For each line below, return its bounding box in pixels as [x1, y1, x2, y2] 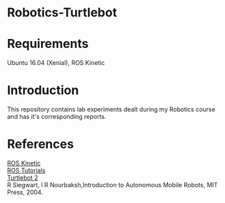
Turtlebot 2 [7, 174, 38, 182]
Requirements [7, 36, 89, 52]
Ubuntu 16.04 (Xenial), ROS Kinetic [7, 59, 105, 67]
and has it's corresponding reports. [7, 113, 107, 121]
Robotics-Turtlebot [7, 5, 118, 21]
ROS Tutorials [7, 166, 46, 174]
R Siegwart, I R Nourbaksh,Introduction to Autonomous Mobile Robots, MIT [7, 181, 218, 189]
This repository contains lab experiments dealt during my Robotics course [7, 105, 215, 113]
